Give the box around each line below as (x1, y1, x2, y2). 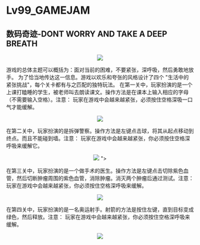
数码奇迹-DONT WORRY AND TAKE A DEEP (6, 29, 168, 39)
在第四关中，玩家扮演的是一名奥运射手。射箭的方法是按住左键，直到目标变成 (6, 206, 194, 213)
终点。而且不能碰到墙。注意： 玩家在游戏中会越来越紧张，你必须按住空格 (6, 135, 185, 142)
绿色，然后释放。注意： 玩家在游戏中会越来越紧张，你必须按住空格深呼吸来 (6, 213, 190, 221)
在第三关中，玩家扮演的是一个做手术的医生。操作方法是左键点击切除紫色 (6, 168, 183, 174)
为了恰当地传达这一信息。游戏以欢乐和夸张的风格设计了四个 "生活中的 (17, 74, 189, 80)
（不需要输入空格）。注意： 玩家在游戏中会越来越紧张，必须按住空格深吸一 (6, 96, 187, 103)
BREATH (6, 38, 37, 48)
